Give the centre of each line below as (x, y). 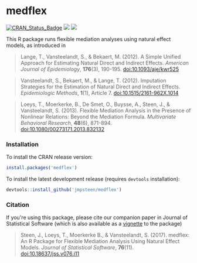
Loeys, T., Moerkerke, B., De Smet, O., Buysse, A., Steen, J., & (95, 104)
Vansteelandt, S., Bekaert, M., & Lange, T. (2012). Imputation (93, 80)
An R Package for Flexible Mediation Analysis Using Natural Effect (100, 241)
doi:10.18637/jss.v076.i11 (50, 254)
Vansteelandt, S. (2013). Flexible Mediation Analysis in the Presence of (106, 110)
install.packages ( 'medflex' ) (42, 168)
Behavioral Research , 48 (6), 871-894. (66, 123)
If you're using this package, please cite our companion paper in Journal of (97, 217)
